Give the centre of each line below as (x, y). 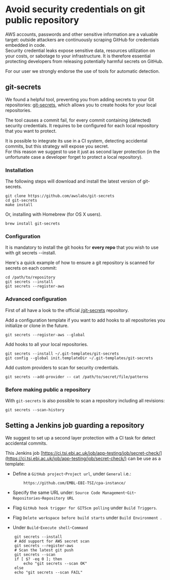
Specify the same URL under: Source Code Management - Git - (74, 492)
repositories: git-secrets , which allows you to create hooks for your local (81, 105)
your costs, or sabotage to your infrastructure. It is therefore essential (78, 56)
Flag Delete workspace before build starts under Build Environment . (87, 517)
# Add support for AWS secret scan (52, 541)
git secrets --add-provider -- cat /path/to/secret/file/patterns (77, 377)
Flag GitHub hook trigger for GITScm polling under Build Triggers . (85, 508)
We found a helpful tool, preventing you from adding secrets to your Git (80, 99)
